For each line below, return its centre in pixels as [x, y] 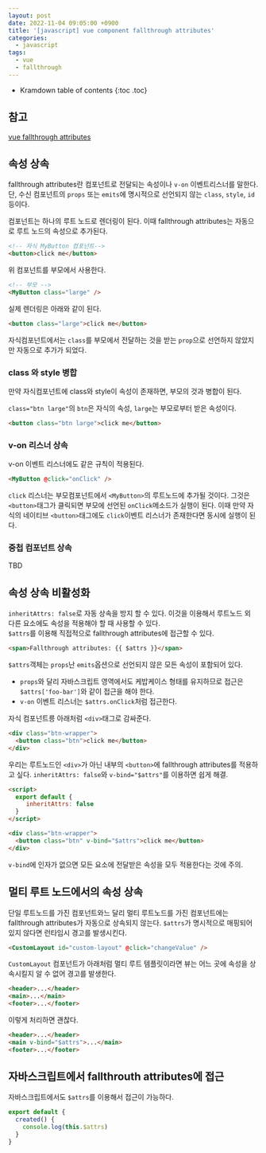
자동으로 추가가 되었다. [52, 350]
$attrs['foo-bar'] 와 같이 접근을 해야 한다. [87, 692]
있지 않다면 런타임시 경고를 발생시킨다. [67, 932]
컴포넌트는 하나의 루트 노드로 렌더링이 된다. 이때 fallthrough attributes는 [121, 221]
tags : [17, 53]
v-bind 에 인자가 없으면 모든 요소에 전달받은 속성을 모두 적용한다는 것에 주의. [126, 864]
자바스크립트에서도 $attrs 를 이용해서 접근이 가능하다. [91, 1097]
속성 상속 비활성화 [49, 593]
